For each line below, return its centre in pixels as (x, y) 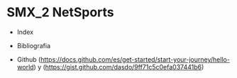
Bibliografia (34, 45)
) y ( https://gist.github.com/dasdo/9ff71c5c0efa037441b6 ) (119, 67)
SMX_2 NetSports (60, 12)
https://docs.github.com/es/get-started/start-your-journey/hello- (135, 59)
